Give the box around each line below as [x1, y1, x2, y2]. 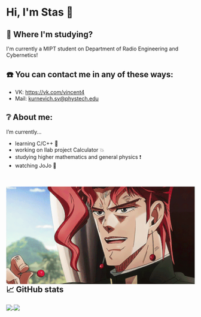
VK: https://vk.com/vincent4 [14, 88, 85, 95]
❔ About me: [6, 112, 53, 122]
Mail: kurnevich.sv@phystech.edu [14, 95, 99, 102]
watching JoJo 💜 [14, 162, 57, 169]
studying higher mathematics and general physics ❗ [14, 153, 142, 161]
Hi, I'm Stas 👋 [6, 5, 74, 19]
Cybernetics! [6, 52, 38, 59]
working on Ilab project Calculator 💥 [14, 146, 105, 153]
